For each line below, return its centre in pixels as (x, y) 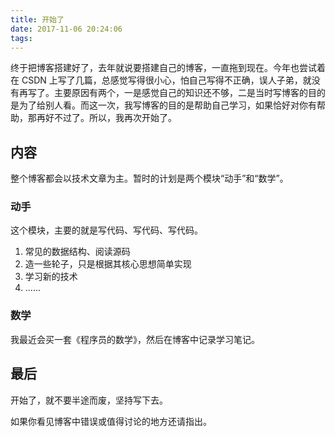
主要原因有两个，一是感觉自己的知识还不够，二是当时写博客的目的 (189, 93)
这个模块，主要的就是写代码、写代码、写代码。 (106, 230)
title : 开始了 (37, 19)
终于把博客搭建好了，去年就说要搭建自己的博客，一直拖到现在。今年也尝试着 (168, 68)
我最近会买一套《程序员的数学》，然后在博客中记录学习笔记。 (135, 339)
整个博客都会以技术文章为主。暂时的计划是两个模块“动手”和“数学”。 (149, 178)
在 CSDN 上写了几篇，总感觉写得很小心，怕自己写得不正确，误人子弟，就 (161, 80)
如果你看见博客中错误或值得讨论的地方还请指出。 (111, 421)
